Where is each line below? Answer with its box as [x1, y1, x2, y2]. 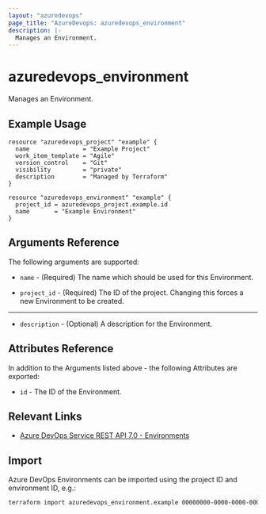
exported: [8, 371, 40, 381]
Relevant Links [8, 410, 82, 424]
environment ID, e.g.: [8, 483, 77, 493]
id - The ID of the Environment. [19, 386, 122, 397]
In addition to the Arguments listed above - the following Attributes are [8, 362, 237, 373]
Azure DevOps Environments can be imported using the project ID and [8, 475, 237, 485]
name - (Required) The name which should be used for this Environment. [19, 272, 254, 282]
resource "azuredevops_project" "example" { [8, 138, 158, 146]
